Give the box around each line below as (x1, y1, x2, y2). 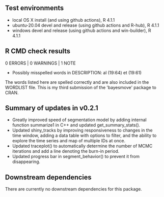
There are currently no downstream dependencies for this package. (5, 186, 142, 192)
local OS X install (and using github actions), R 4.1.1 (12, 17, 115, 23)
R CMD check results (5, 47, 71, 56)
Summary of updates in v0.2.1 (5, 104, 98, 112)
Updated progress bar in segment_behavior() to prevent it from (12, 154, 140, 160)
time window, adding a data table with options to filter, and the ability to (12, 132, 157, 138)
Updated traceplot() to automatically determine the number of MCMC (12, 143, 153, 149)
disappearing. (12, 159, 41, 164)
